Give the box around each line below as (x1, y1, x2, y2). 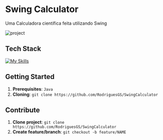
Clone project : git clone (12, 119, 64, 125)
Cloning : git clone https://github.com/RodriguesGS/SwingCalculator (12, 91, 158, 97)
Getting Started (5, 73, 55, 81)
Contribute (5, 106, 40, 114)
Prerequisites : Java (12, 86, 53, 92)
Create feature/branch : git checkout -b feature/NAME (12, 129, 127, 135)
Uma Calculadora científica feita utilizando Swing (5, 20, 107, 26)
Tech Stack (5, 44, 41, 53)
